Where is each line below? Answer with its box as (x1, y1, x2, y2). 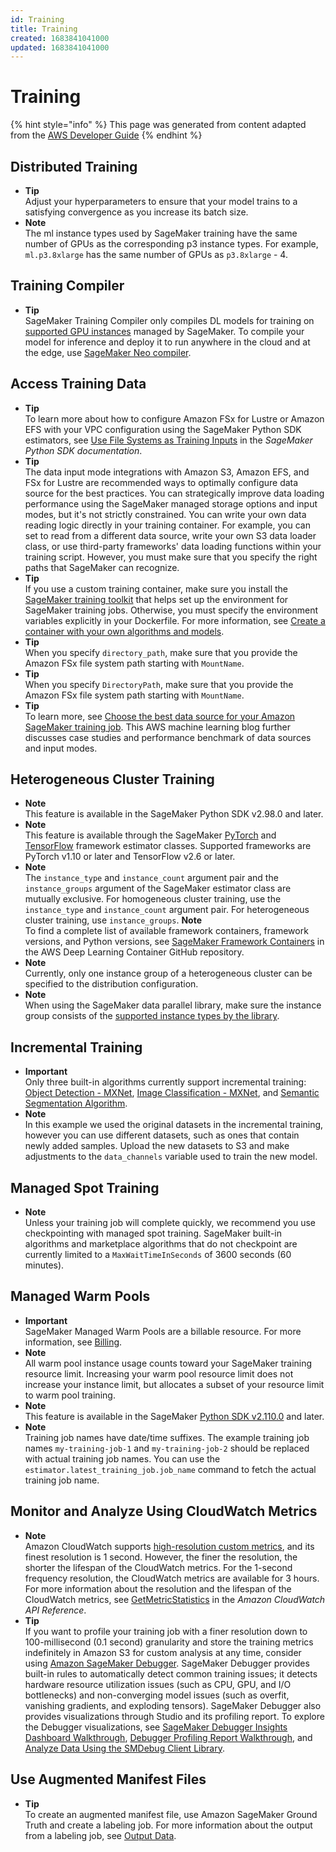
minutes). (24, 1259, 65, 1271)
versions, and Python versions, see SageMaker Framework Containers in (24, 936, 325, 948)
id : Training (10, 14, 65, 25)
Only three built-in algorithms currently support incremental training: (24, 1076, 307, 1088)
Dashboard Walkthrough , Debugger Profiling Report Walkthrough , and (24, 1731, 313, 1743)
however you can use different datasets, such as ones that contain (24, 1129, 300, 1141)
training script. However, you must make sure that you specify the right (24, 551, 318, 563)
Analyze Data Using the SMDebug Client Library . (24, 1742, 225, 1754)
